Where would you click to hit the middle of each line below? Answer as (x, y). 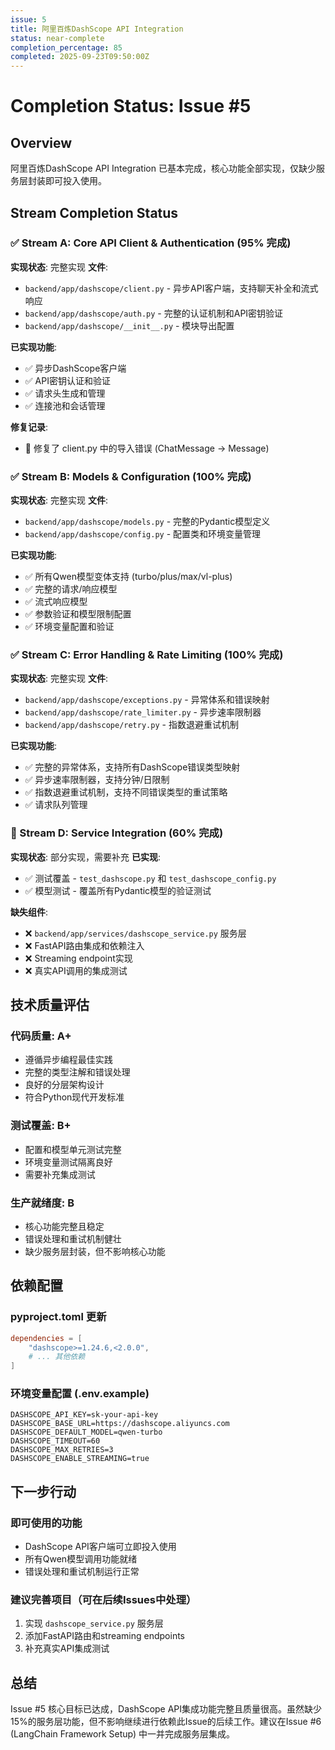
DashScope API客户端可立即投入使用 (100, 1547)
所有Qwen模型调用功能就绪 (81, 1559)
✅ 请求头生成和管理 (65, 393)
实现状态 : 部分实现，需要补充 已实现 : (85, 857)
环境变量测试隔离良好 (68, 1162)
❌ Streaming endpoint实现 (78, 958)
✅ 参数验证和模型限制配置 (78, 614)
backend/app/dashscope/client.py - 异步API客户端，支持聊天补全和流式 (171, 288)
